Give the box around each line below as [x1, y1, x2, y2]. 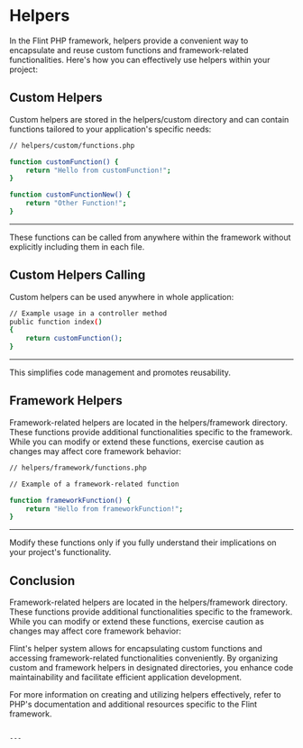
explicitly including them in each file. [9, 241, 145, 252]
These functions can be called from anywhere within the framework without [9, 232, 291, 242]
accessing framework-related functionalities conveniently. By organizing [9, 652, 279, 663]
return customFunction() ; [25, 334, 124, 343]
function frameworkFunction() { [9, 496, 131, 505]
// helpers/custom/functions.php [9, 141, 135, 150]
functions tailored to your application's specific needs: [9, 123, 212, 134]
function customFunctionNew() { [9, 190, 131, 199]
